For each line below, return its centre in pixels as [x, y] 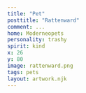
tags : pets [23, 72]
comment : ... [26, 27]
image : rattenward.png [40, 66]
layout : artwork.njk [37, 79]
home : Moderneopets [36, 33]
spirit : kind [26, 46]
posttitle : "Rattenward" [43, 20]
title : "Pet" [26, 14]
